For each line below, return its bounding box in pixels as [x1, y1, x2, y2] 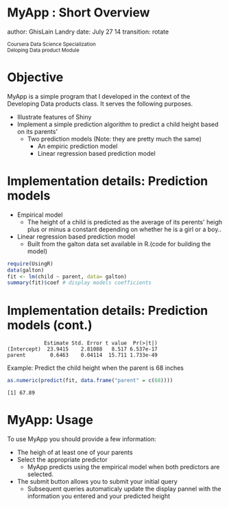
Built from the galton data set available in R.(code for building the [27, 239, 211, 248]
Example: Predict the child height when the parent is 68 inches [7, 364, 184, 372]
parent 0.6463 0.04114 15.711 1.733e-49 [7, 352, 158, 359]
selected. [27, 470, 53, 478]
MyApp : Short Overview [7, 5, 150, 21]
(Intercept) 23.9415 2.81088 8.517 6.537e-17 [7, 346, 158, 353]
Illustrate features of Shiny [16, 113, 92, 121]
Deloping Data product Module [7, 47, 80, 54]
